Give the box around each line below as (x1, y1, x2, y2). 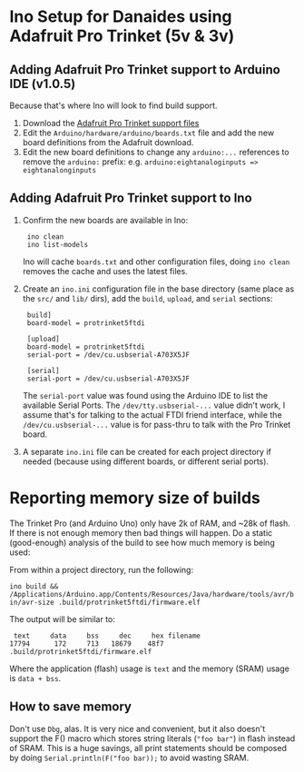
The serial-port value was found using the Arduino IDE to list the (22, 390, 269, 401)
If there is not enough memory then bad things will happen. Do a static (9, 527, 273, 538)
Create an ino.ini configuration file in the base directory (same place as (22, 283, 295, 294)
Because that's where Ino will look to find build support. (9, 100, 218, 111)
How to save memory (9, 699, 132, 715)
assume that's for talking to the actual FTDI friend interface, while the (22, 409, 283, 420)
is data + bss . (9, 672, 62, 683)
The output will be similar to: (9, 613, 116, 624)
